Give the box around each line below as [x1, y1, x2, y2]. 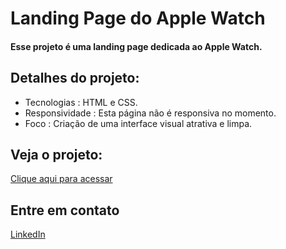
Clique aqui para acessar [10, 173, 113, 185]
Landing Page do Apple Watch [10, 7, 266, 30]
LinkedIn [10, 228, 46, 241]
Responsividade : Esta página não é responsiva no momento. [24, 107, 277, 119]
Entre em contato [10, 202, 120, 219]
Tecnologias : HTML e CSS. [24, 96, 138, 108]
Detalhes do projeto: [10, 70, 140, 87]
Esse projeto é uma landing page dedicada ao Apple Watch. [10, 40, 263, 52]
